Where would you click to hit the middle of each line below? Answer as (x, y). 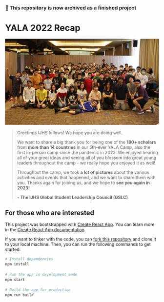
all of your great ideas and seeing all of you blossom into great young (87, 158)
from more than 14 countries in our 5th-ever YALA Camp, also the (83, 147)
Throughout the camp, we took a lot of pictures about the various (83, 172)
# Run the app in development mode (41, 274)
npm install (17, 264)
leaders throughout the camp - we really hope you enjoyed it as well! (86, 163)
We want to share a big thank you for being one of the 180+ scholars (86, 142)
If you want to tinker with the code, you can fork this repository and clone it (81, 239)
